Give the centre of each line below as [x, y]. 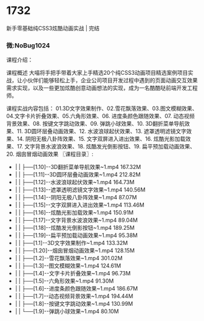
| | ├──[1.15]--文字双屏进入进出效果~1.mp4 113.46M [80, 205]
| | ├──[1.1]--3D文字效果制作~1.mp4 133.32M [71, 243]
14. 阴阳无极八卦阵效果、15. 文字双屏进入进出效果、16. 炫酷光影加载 [101, 139]
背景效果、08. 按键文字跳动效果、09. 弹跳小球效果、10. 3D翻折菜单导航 [96, 124]
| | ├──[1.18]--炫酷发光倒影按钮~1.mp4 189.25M [75, 228]
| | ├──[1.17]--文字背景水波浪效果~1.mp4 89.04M [76, 220]
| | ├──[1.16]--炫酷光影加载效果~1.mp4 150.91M [74, 213]
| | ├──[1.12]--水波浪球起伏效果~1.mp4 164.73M [75, 182]
